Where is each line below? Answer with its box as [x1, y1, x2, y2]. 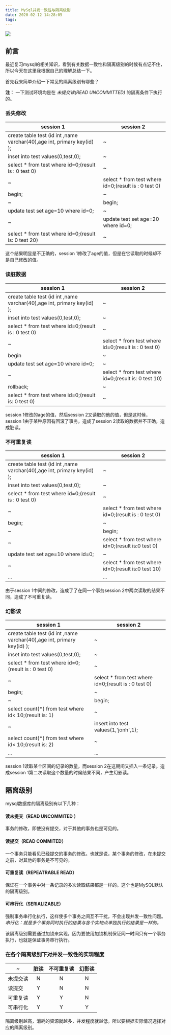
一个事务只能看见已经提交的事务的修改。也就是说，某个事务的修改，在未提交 [5, 850, 166, 857]
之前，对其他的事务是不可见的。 [5, 857, 72, 863]
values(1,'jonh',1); [94, 726, 138, 733]
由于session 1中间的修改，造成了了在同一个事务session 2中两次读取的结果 [5, 587, 160, 593]
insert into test [94, 720, 129, 727]
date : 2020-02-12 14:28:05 [5, 12, 63, 17]
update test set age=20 [103, 216, 159, 223]
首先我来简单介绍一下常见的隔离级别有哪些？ [5, 79, 99, 85]
